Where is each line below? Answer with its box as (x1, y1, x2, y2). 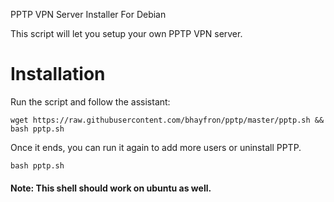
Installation (10, 63, 106, 86)
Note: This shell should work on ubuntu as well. (10, 182, 212, 194)
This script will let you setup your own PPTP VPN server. (10, 28, 243, 39)
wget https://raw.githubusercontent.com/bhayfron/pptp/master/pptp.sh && (10, 115, 325, 125)
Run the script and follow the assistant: (10, 95, 171, 108)
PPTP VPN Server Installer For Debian (10, 9, 167, 20)
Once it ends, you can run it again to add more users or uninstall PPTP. (10, 141, 302, 153)
